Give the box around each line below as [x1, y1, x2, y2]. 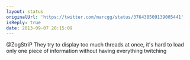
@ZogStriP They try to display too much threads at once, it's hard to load [6, 41, 185, 48]
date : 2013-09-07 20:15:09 [6, 25, 73, 31]
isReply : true [6, 19, 41, 25]
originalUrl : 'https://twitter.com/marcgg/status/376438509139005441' [6, 14, 184, 20]
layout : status [6, 8, 44, 15]
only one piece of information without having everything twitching [6, 48, 167, 55]
